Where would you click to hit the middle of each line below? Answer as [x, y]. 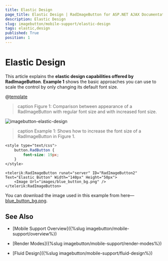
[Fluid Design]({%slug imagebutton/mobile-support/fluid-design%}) [82, 253]
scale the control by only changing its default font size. [62, 87]
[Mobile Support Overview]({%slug [48, 228]
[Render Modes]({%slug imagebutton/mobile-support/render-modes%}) [87, 243]
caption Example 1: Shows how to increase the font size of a [79, 131]
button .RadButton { [34, 150]
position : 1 [17, 38]
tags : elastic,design [28, 28]
